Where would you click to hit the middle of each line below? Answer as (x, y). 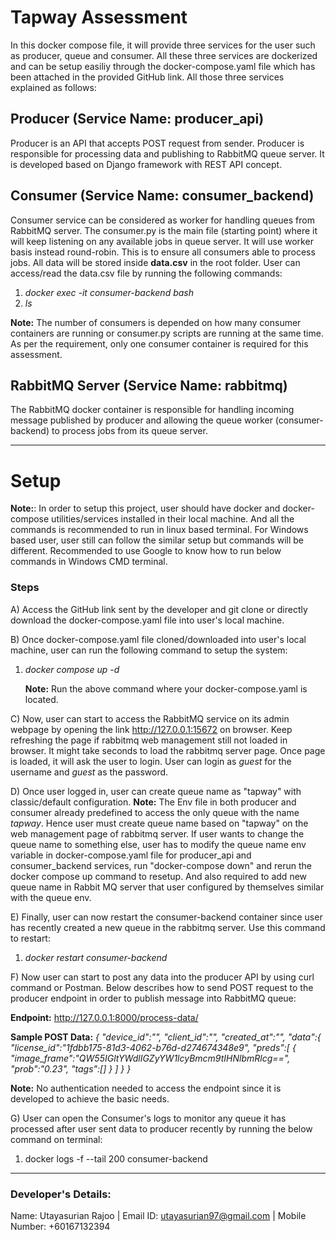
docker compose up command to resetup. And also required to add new (159, 876)
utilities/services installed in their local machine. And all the (173, 519)
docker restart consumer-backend (96, 957)
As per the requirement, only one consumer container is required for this (159, 343)
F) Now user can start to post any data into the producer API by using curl (162, 977)
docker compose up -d (72, 669)
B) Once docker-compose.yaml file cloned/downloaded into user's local (158, 639)
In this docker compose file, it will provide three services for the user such (163, 45)
